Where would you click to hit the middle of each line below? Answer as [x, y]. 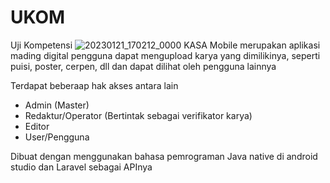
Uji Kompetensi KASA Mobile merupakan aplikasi [165, 45]
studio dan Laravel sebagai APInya [81, 167]
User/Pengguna [57, 137]
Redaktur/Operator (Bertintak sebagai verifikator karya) [138, 115]
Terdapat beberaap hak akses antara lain [94, 85]
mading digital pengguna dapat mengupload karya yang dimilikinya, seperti [165, 55]
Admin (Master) [57, 105]
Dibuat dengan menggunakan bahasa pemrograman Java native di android [164, 156]
